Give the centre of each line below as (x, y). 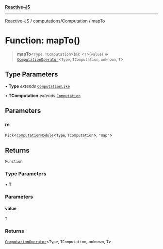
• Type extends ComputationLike (38, 86)
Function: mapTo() (43, 41)
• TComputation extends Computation (43, 95)
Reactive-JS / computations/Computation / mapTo (55, 21)
